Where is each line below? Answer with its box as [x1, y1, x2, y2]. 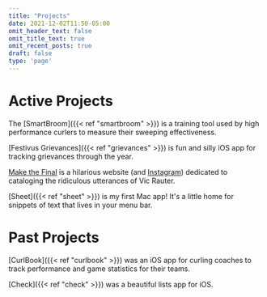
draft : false [8, 49, 53, 57]
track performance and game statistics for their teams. [8, 264, 190, 274]
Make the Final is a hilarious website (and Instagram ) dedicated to [8, 167, 228, 176]
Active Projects [8, 92, 113, 110]
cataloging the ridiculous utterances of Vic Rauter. [8, 176, 176, 185]
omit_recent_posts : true [8, 42, 92, 50]
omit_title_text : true [8, 34, 85, 43]
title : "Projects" [8, 11, 70, 20]
